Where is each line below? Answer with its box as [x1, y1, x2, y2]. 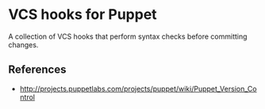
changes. [8, 39, 39, 49]
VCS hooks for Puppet [8, 6, 157, 24]
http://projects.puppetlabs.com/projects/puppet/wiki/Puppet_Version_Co [19, 84, 257, 93]
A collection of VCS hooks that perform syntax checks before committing [8, 32, 248, 41]
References [8, 63, 67, 77]
